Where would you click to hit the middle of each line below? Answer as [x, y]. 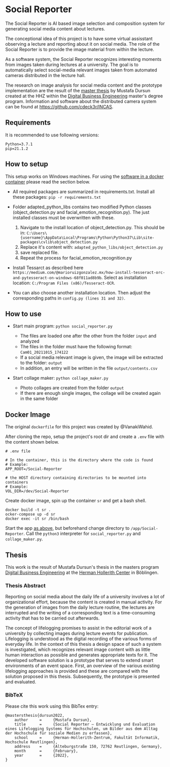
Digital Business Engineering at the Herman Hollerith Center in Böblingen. [82, 572]
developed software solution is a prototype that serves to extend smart [79, 661]
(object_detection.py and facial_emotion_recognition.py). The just [81, 212]
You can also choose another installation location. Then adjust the [81, 293]
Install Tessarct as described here [48, 268]
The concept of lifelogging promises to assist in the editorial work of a [78, 628]
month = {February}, [46, 751]
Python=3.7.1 [19, 144]
